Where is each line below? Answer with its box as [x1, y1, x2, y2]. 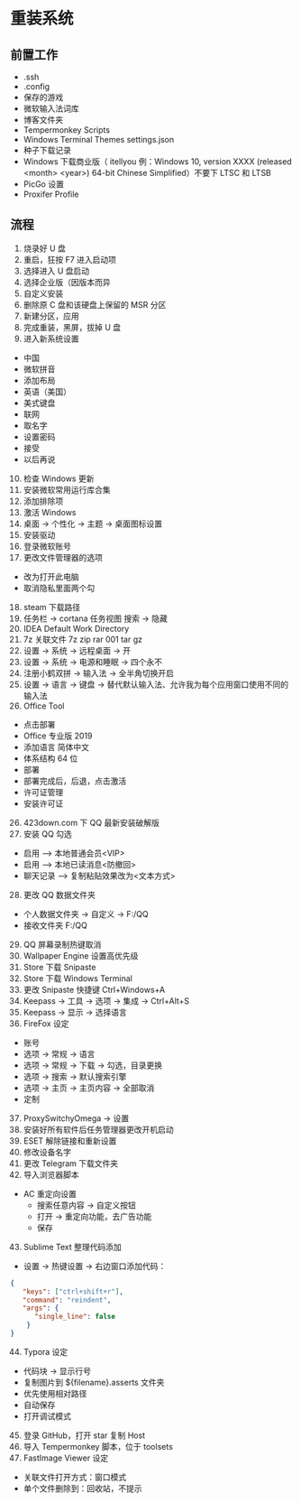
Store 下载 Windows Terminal [23, 972, 133, 984]
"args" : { [22, 1303, 59, 1313]
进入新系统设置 [23, 333, 79, 344]
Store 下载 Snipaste [23, 961, 96, 972]
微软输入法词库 [23, 103, 79, 114]
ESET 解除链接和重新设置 [23, 1135, 117, 1146]
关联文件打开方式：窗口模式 [23, 1471, 127, 1482]
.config [23, 81, 50, 91]
